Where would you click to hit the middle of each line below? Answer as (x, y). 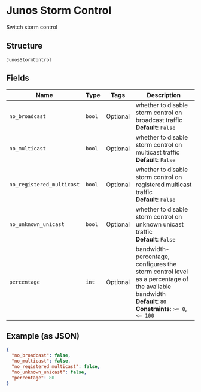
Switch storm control (32, 27)
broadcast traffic (159, 120)
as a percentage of (162, 279)
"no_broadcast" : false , (41, 355)
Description (164, 95)
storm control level (162, 272)
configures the (156, 264)
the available (153, 287)
